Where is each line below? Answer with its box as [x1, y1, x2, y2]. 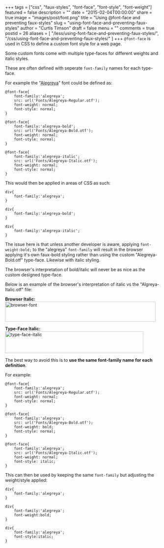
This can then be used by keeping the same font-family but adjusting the [5, 472, 154, 478]
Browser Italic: [5, 296, 36, 302]
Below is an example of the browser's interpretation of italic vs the [5, 281, 139, 287]
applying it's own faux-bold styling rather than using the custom [5, 252, 135, 258]
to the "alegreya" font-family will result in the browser [32, 246, 143, 252]
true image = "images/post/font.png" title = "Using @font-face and [5, 15, 140, 20]
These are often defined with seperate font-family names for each [5, 65, 141, 71]
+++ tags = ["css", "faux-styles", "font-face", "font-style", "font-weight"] [5, 4, 152, 10]
